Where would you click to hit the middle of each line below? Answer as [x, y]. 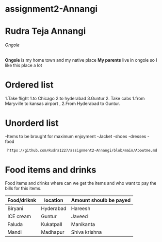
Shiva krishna [86, 232]
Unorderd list [32, 123]
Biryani [15, 208]
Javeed [80, 216]
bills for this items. [23, 189]
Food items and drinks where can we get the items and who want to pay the [81, 183]
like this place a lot [24, 65]
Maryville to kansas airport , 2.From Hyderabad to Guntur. [63, 104]
